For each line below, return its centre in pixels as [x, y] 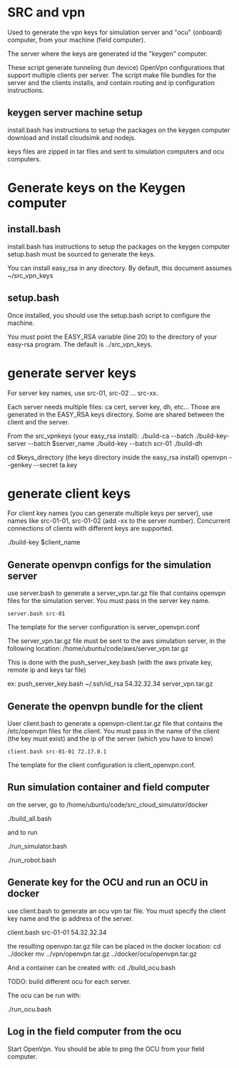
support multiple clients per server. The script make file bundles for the [112, 75]
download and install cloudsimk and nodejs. [72, 137]
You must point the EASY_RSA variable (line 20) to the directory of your [112, 336]
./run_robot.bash [32, 860]
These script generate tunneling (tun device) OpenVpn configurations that [116, 67]
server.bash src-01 [36, 614]
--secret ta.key [55, 464]
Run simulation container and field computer [109, 788]
